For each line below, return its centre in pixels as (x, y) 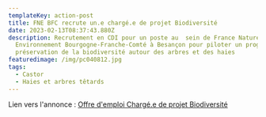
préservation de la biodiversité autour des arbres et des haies (125, 52)
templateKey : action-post (51, 15)
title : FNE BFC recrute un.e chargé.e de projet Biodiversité (113, 23)
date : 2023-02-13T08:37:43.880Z (61, 30)
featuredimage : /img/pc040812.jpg (65, 60)
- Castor (30, 74)
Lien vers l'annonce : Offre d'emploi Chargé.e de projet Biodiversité (118, 104)
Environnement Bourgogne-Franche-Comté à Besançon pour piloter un (129, 45)
